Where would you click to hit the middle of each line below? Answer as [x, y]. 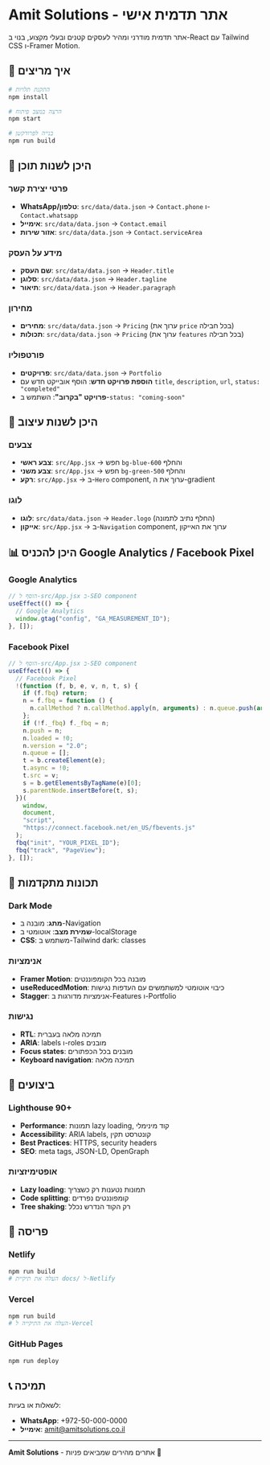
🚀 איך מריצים [39, 71]
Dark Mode [30, 905]
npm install [28, 97]
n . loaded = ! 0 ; [48, 738]
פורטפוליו [27, 355]
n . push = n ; [43, 730]
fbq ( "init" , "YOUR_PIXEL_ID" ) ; [68, 843]
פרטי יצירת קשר [38, 189]
